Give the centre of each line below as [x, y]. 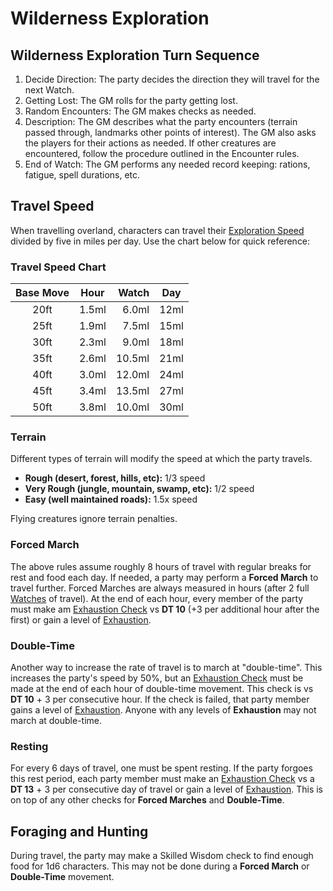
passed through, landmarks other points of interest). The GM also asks [170, 132]
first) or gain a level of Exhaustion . [81, 619]
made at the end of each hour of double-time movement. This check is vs [162, 688]
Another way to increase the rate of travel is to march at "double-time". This [166, 667]
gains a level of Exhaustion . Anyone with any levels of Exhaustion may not [163, 710]
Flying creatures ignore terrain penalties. [94, 519]
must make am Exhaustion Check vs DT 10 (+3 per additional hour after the [165, 609]
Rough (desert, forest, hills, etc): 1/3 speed [115, 478]
